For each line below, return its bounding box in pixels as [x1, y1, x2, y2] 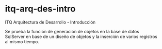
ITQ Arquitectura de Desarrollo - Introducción [5, 19, 96, 25]
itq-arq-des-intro [5, 3, 76, 14]
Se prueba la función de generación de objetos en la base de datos [5, 28, 140, 34]
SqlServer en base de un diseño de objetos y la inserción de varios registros [5, 34, 158, 39]
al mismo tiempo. [5, 38, 40, 44]
